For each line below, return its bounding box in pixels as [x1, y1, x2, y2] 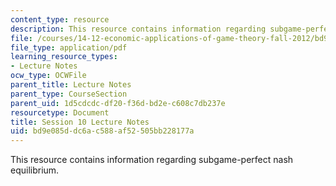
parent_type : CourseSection [10, 89, 128, 99]
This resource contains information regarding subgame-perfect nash [10, 154, 294, 166]
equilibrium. [10, 164, 60, 176]
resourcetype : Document [10, 107, 110, 118]
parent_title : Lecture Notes [10, 80, 132, 90]
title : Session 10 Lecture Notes [10, 117, 150, 127]
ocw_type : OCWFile [10, 71, 87, 81]
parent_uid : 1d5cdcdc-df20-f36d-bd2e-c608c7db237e [10, 98, 226, 108]
